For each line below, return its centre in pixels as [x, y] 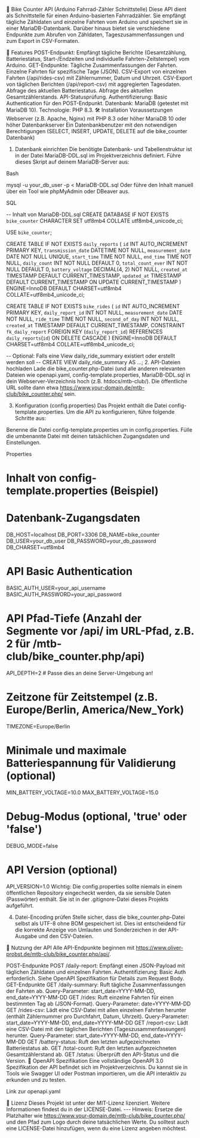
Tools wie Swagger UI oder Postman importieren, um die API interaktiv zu [96, 1073]
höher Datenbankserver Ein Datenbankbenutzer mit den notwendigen [92, 125]
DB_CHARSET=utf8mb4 [35, 548]
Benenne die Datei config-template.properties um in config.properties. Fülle [99, 430]
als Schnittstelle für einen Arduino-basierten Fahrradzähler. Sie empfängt [96, 16]
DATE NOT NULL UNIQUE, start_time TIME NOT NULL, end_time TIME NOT [99, 256]
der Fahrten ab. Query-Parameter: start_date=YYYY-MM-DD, [81, 991]
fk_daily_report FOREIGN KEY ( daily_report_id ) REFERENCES [84, 332]
